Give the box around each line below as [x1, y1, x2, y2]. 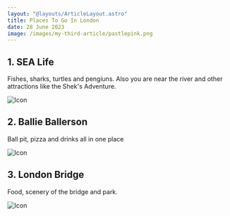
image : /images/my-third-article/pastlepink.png [7, 30, 153, 37]
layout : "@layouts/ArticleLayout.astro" [7, 10, 128, 18]
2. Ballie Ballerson [7, 116, 88, 128]
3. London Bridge [7, 169, 85, 181]
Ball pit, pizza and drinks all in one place [7, 134, 124, 143]
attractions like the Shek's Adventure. [7, 82, 116, 91]
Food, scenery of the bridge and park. [7, 187, 118, 196]
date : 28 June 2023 [7, 23, 65, 30]
